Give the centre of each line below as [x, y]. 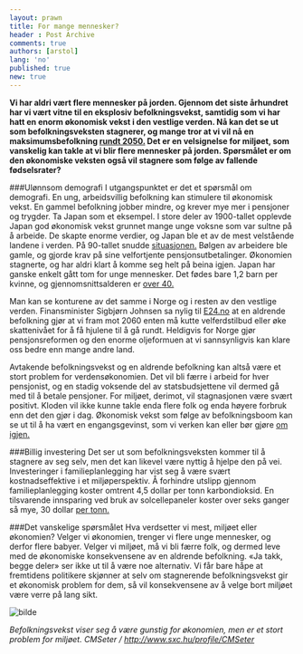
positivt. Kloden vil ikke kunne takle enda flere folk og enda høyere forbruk [148, 405]
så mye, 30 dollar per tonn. [60, 509]
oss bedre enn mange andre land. [72, 349]
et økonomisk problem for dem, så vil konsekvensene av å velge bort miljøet [151, 584]
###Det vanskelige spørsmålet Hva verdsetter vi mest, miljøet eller [133, 527]
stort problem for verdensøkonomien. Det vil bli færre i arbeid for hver [139, 376]
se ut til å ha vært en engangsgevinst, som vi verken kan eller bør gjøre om [149, 424]
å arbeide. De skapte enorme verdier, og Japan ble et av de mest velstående [152, 236]
